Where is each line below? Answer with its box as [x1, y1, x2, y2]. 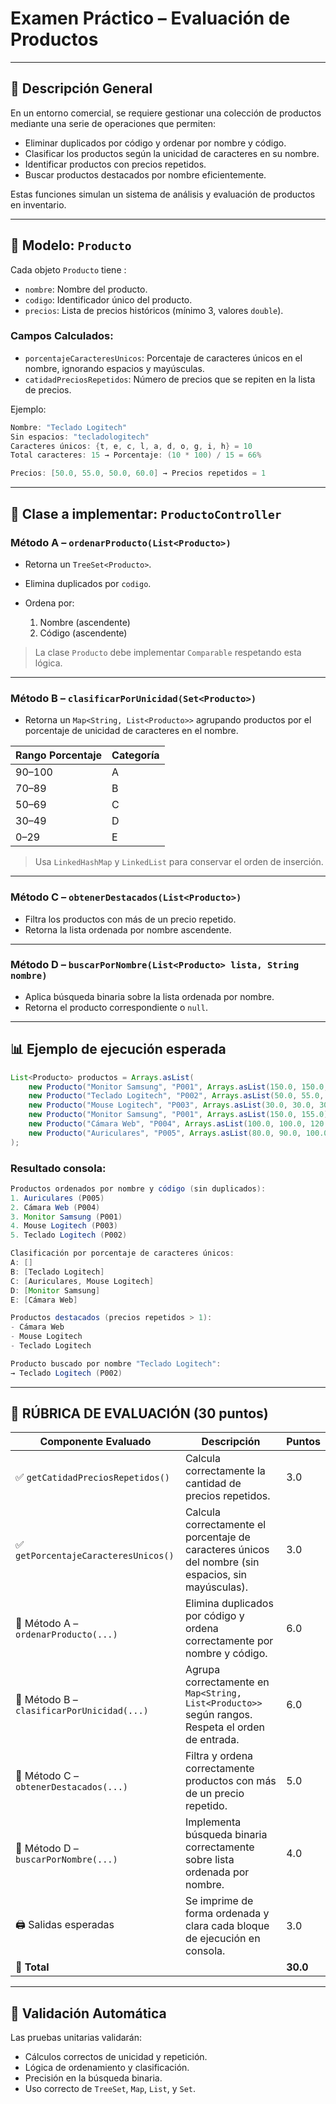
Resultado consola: [10, 1161, 107, 1175]
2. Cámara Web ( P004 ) [10, 1202, 101, 1212]
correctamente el [184, 1518, 267, 1532]
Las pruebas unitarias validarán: [10, 2032, 143, 2044]
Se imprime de [184, 1894, 254, 1908]
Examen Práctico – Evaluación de [10, 7, 291, 30]
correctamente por [184, 1634, 274, 1648]
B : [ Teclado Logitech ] [10, 1267, 105, 1277]
